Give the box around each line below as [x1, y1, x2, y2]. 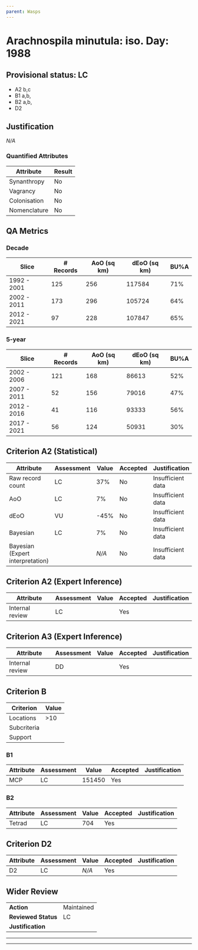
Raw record [9, 474, 41, 482]
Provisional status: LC [6, 70, 88, 80]
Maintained [62, 903, 94, 912]
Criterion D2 [6, 839, 52, 849]
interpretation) [9, 556, 49, 564]
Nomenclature [9, 206, 49, 214]
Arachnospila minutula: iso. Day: [6, 34, 169, 47]
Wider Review [6, 886, 58, 896]
